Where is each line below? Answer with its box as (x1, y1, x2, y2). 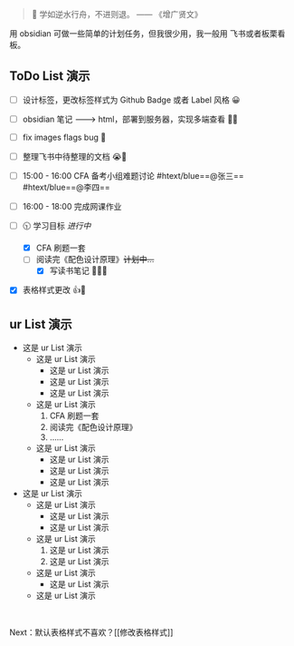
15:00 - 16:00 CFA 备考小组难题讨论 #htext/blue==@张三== (22, 171, 244, 181)
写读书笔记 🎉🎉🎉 (49, 265, 108, 276)
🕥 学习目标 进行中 (22, 220, 91, 231)
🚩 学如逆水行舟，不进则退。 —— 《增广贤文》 (31, 9, 203, 19)
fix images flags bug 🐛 (22, 132, 107, 142)
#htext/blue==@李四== (22, 181, 110, 193)
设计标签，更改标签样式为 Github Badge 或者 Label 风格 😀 (22, 94, 241, 105)
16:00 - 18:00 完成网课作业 (22, 201, 122, 212)
